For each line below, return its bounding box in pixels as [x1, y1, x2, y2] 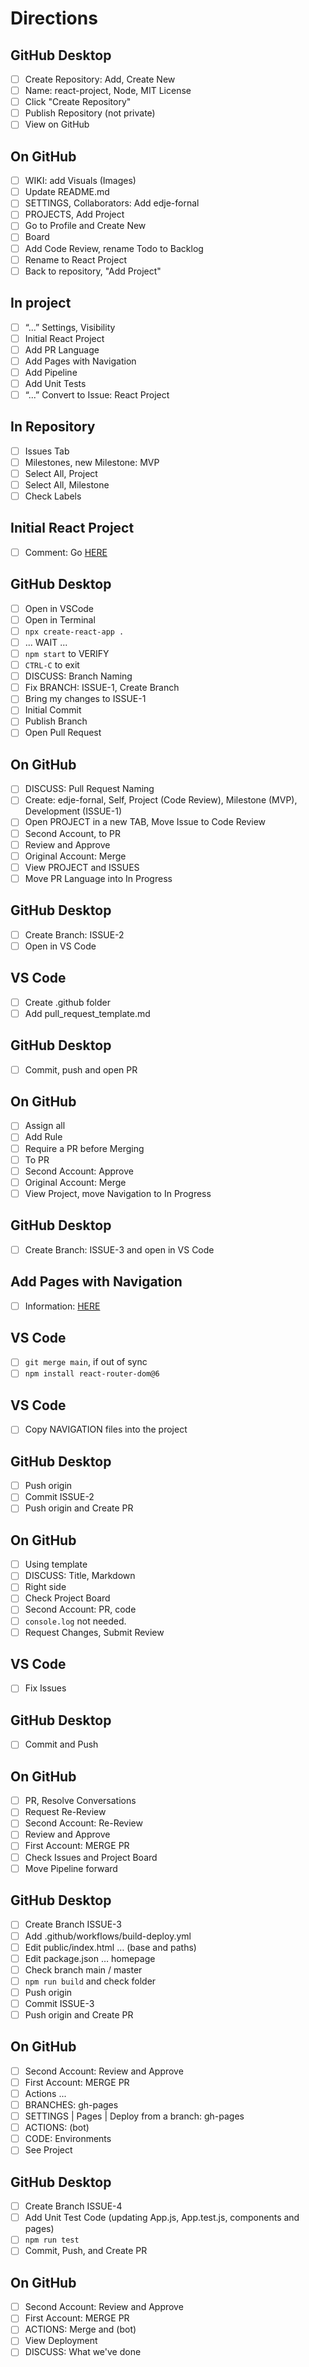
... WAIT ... [24, 636, 68, 648]
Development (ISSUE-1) [24, 805, 123, 817]
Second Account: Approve [24, 1165, 134, 1177]
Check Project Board [24, 1592, 111, 1604]
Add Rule [24, 1131, 63, 1143]
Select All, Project [24, 467, 98, 479]
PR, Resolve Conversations [24, 1795, 137, 1807]
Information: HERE [24, 1300, 101, 1312]
